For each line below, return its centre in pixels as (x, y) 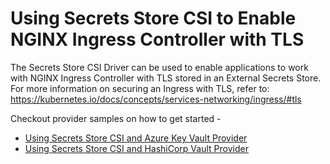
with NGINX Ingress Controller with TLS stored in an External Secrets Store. (166, 78)
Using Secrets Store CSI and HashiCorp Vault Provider (136, 148)
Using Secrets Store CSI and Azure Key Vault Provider (136, 138)
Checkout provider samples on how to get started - (116, 118)
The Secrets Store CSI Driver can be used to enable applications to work (159, 67)
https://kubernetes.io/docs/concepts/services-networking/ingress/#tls (156, 99)
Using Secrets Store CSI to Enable (153, 18)
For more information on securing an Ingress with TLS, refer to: (140, 88)
